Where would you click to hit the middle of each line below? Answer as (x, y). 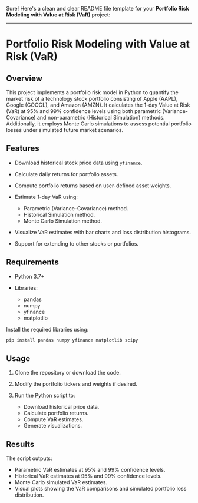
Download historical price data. (61, 407)
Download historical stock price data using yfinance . (78, 163)
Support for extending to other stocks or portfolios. (77, 243)
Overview (24, 78)
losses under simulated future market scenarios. (65, 130)
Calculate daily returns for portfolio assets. (66, 174)
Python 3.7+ (29, 276)
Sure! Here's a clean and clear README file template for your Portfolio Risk (98, 9)
